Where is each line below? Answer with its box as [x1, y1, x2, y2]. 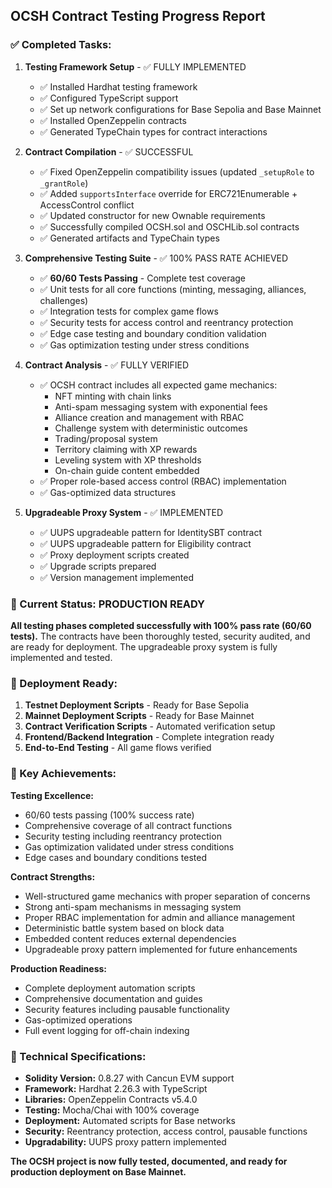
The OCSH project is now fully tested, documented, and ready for [10, 1155, 288, 1167]
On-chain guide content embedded [54, 464, 200, 476]
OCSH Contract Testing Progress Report [10, 8, 266, 25]
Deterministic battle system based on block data [24, 922, 225, 934]
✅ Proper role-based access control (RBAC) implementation [39, 475, 287, 487]
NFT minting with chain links [54, 390, 172, 402]
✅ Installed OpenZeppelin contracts [39, 114, 187, 126]
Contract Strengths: [10, 870, 96, 883]
